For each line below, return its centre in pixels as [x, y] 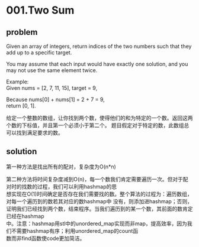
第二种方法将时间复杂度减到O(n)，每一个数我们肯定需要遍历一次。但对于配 [97, 179]
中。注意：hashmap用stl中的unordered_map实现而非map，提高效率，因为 [97, 223]
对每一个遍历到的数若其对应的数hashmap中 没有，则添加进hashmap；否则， [99, 201]
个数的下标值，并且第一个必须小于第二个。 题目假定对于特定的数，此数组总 [98, 125]
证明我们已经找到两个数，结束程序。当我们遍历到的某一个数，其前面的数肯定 [99, 209]
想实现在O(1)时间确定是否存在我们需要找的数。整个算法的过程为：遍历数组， [99, 194]
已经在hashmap [25, 216]
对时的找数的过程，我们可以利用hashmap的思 [62, 186]
